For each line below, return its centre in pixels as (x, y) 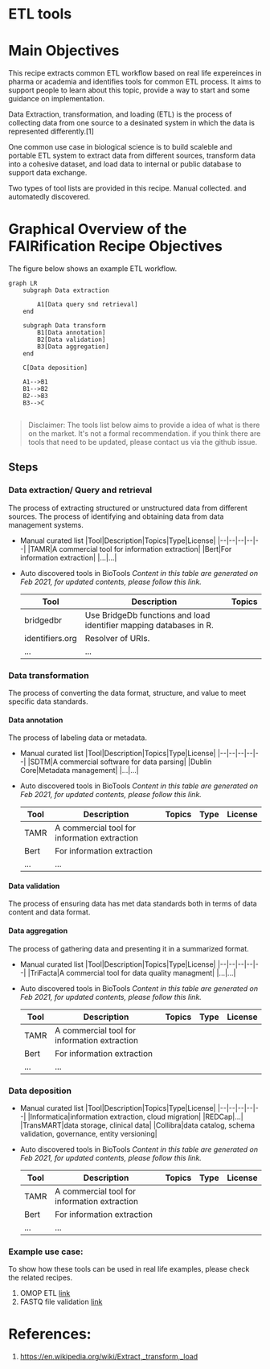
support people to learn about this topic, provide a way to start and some (129, 90)
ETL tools (40, 14)
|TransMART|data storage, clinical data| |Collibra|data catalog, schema (137, 1125)
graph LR (23, 284)
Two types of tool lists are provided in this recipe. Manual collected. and (127, 188)
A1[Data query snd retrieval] (88, 305)
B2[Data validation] (72, 340)
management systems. (46, 524)
